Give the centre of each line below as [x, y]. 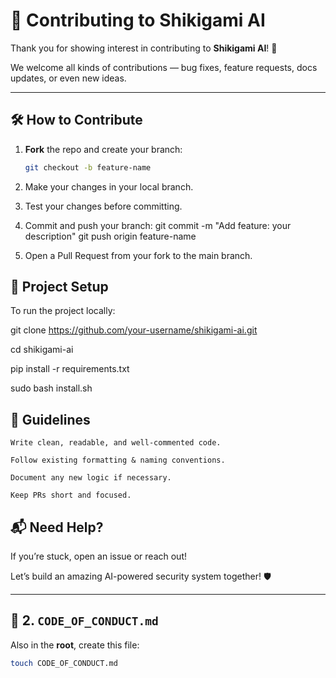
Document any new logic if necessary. [91, 478]
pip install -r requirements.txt [70, 369]
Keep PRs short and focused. [71, 495]
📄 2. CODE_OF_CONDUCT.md [84, 620]
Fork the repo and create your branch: [103, 149]
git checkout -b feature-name [88, 167]
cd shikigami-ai [42, 350]
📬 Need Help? [57, 527]
